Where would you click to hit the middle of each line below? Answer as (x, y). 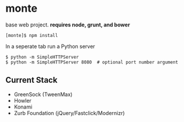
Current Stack (32, 80)
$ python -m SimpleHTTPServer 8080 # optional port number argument (92, 62)
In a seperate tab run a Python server (50, 46)
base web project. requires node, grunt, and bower (68, 25)
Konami (23, 107)
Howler (22, 100)
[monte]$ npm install (32, 35)
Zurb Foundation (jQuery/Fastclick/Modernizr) (69, 113)
